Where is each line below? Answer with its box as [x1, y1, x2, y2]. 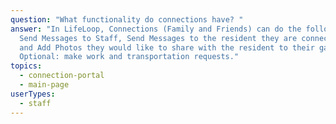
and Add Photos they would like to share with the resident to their [19, 42, 315, 53]
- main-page [19, 80, 70, 90]
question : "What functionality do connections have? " [10, 14, 244, 25]
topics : [10, 61, 43, 71]
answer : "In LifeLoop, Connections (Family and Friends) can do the [10, 24, 302, 34]
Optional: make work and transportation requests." [19, 52, 240, 62]
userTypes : [10, 89, 56, 99]
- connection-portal [19, 71, 105, 81]
